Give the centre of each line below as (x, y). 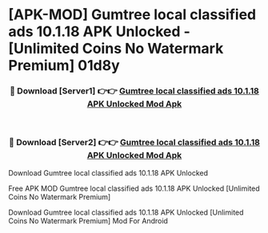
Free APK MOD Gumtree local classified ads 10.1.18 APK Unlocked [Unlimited (134, 188)
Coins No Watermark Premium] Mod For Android (88, 220)
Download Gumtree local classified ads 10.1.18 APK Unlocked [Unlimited (126, 212)
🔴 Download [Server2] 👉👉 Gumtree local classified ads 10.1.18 (134, 143)
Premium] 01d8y (64, 66)
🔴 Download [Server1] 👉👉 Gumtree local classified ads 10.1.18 (134, 91)
